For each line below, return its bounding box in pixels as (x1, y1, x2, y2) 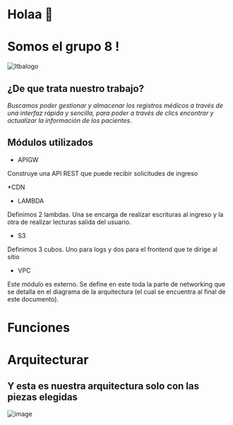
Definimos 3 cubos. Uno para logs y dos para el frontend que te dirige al (7, 245, 217, 253)
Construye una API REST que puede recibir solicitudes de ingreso (7, 169, 198, 177)
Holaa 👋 (7, 6, 54, 23)
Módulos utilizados (7, 137, 93, 149)
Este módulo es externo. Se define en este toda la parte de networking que (7, 280, 226, 288)
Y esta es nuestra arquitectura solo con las (7, 380, 200, 392)
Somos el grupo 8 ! (7, 39, 120, 55)
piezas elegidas (7, 391, 78, 403)
